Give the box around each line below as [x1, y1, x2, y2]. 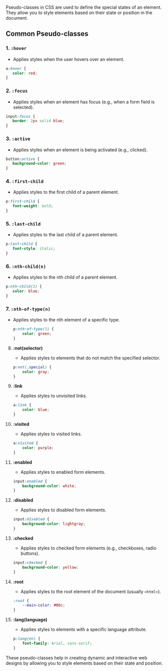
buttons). [20, 550, 40, 556]
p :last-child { [6, 242, 38, 247]
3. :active [6, 135, 31, 142]
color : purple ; [22, 445, 54, 451]
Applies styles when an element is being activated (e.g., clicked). [13, 146, 148, 153]
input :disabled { [13, 517, 50, 522]
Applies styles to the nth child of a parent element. [13, 274, 118, 281]
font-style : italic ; [12, 246, 56, 251]
